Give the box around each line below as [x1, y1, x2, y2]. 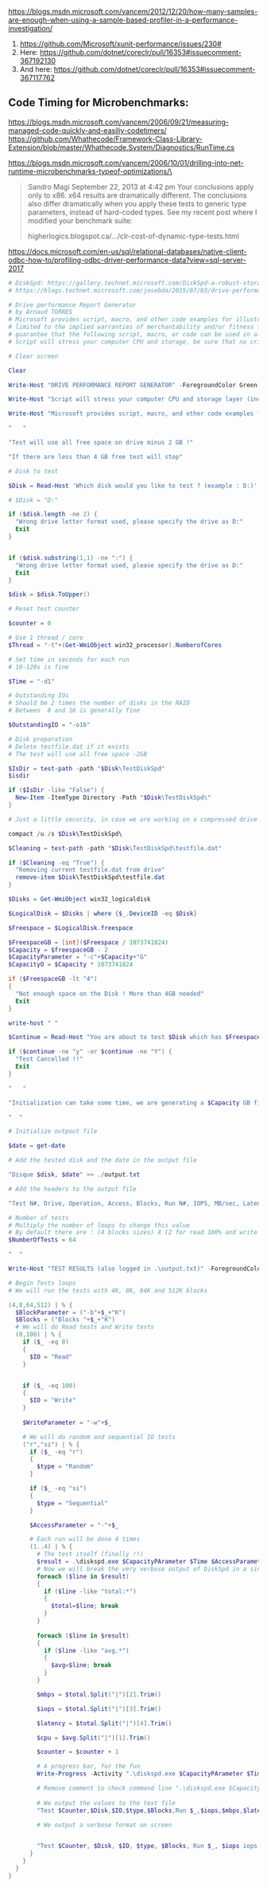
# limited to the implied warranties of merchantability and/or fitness [8, 323, 254, 331]
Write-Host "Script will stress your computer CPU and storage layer [8, 395, 244, 403]
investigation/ [8, 24, 53, 33]
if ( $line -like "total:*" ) [43, 1587, 137, 1595]
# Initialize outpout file [8, 1128, 98, 1136]
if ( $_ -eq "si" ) [29, 1485, 87, 1493]
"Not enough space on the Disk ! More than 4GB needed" [15, 990, 204, 998]
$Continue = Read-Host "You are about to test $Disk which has [8, 1034, 222, 1042]
